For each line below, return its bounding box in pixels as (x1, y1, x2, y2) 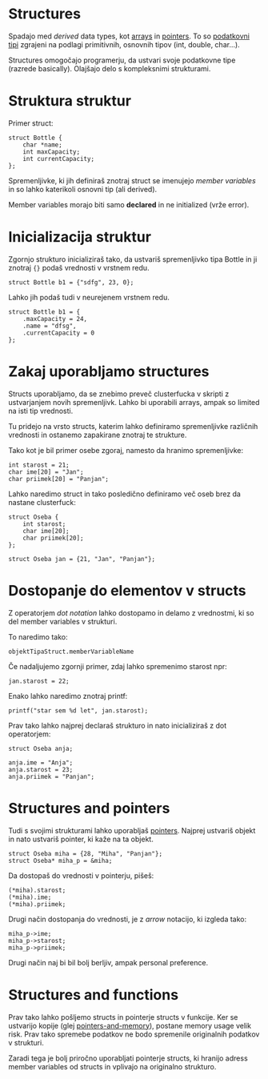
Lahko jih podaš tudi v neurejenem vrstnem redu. (8, 292, 170, 302)
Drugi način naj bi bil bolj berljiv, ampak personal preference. (8, 957, 209, 967)
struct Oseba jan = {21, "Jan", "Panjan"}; (8, 555, 156, 563)
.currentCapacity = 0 (22, 329, 94, 337)
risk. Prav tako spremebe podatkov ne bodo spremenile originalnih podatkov (8, 1029, 260, 1039)
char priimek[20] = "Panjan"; (8, 475, 110, 483)
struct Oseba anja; (8, 744, 74, 752)
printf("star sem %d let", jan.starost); (8, 706, 149, 715)
